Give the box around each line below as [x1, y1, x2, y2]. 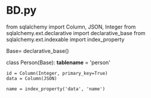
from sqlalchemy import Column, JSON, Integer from [6, 23, 136, 30]
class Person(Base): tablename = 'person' [6, 59, 110, 66]
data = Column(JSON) [6, 75, 58, 81]
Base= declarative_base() [6, 47, 69, 54]
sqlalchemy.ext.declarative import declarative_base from [6, 29, 146, 36]
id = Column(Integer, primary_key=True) [6, 70, 109, 76]
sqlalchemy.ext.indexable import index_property [6, 36, 125, 43]
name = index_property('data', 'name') [6, 86, 106, 92]
